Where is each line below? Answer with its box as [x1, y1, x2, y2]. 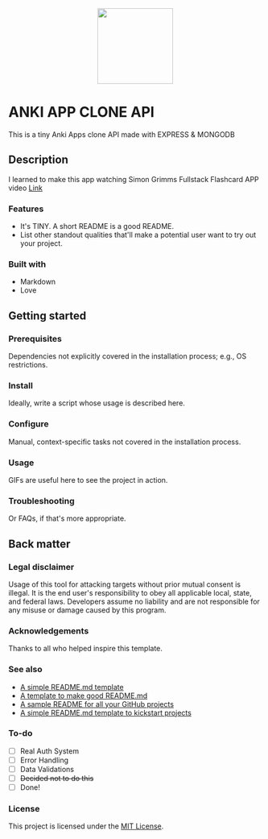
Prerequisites [8, 333, 62, 344]
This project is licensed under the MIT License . [8, 821, 164, 831]
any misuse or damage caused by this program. [8, 604, 167, 615]
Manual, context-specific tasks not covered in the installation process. [8, 437, 241, 446]
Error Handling [19, 755, 69, 765]
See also [8, 664, 43, 675]
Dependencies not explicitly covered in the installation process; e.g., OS [8, 351, 247, 361]
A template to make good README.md [19, 691, 148, 700]
